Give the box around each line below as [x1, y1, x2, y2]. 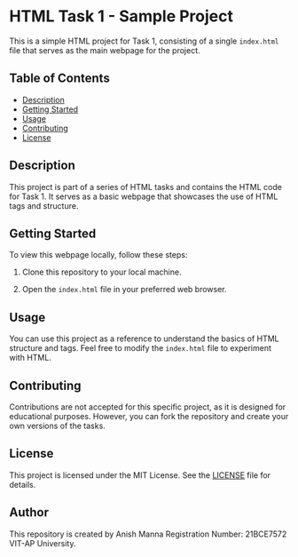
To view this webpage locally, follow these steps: [9, 250, 188, 260]
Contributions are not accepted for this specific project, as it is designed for [9, 402, 286, 412]
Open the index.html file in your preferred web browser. [21, 284, 228, 295]
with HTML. [9, 353, 51, 363]
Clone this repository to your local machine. [21, 267, 182, 277]
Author [9, 505, 49, 521]
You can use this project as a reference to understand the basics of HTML [9, 333, 279, 344]
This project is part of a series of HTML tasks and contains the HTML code [9, 181, 282, 192]
